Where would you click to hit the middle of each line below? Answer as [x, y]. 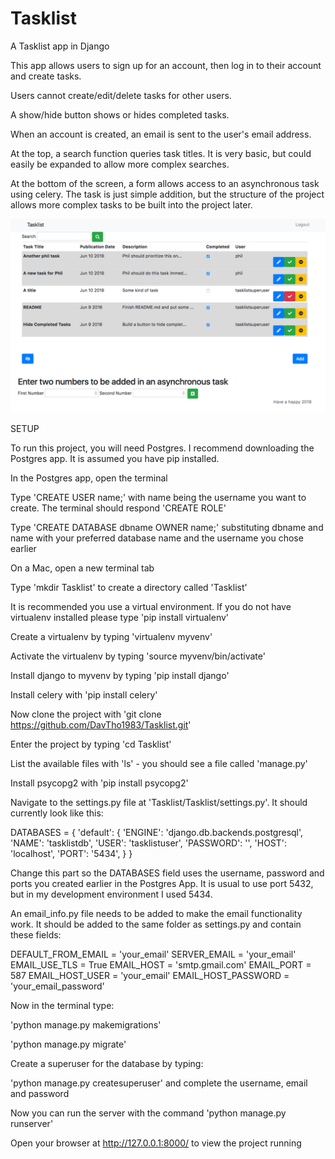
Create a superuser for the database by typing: [107, 1064]
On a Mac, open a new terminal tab [82, 568]
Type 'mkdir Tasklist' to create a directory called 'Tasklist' [129, 588]
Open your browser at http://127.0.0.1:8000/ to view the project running [156, 1143]
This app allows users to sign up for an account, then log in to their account [166, 65]
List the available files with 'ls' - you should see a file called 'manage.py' [159, 764]
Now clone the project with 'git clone [86, 714]
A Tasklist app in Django [60, 46]
